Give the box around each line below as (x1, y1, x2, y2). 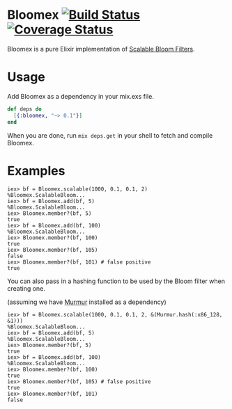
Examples (7, 163, 65, 179)
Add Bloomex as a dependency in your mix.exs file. (7, 92, 155, 100)
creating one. (7, 284, 45, 293)
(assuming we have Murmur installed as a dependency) (7, 298, 167, 306)
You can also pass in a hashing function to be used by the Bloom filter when (7, 277, 225, 285)
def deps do (7, 105, 42, 113)
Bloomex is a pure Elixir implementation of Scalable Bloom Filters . (7, 45, 195, 53)
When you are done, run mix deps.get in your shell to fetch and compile (7, 131, 213, 139)
